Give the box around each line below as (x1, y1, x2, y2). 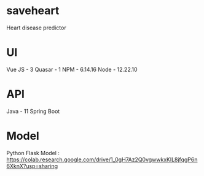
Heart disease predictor (6, 24, 66, 31)
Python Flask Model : (6, 149, 60, 156)
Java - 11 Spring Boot (6, 107, 60, 115)
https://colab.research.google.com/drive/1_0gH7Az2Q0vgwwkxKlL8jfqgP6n (6, 156, 198, 163)
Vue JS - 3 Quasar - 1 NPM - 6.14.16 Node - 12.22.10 (6, 66, 138, 73)
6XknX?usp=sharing (6, 162, 58, 169)
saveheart (6, 4, 60, 18)
